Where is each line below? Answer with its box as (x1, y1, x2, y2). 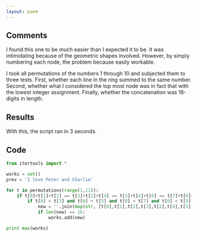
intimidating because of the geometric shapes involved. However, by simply (6, 52, 190, 60)
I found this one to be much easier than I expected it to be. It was (6, 46, 164, 53)
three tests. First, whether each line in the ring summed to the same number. (6, 76, 192, 83)
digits (6, 95, 19, 102)
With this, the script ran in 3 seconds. (6, 128, 97, 135)
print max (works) (6, 225, 49, 231)
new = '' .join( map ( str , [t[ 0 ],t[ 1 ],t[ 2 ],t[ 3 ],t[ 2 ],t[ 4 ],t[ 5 (37, 204, 189, 210)
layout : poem (6, 8, 38, 15)
